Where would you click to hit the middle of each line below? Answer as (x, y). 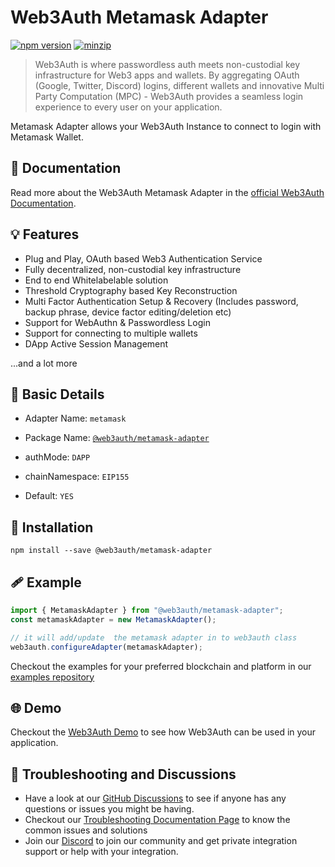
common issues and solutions (86, 830)
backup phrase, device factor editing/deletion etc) (128, 312)
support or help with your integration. (101, 852)
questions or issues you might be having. (109, 809)
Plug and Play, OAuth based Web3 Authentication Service (143, 258)
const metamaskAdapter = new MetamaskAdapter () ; (113, 619)
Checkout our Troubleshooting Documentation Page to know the (157, 820)
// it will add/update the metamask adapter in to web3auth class (154, 637)
